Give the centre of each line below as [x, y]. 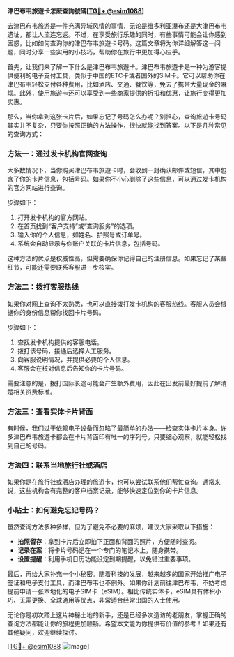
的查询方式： [25, 134]
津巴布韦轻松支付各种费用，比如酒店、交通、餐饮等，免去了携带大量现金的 [114, 84]
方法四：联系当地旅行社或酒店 [57, 465]
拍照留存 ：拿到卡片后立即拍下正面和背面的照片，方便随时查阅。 [109, 542]
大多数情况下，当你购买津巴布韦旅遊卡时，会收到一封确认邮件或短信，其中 [114, 170]
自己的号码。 [31, 445]
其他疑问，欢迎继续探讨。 [44, 633]
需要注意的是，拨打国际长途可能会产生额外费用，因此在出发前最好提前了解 [114, 383]
